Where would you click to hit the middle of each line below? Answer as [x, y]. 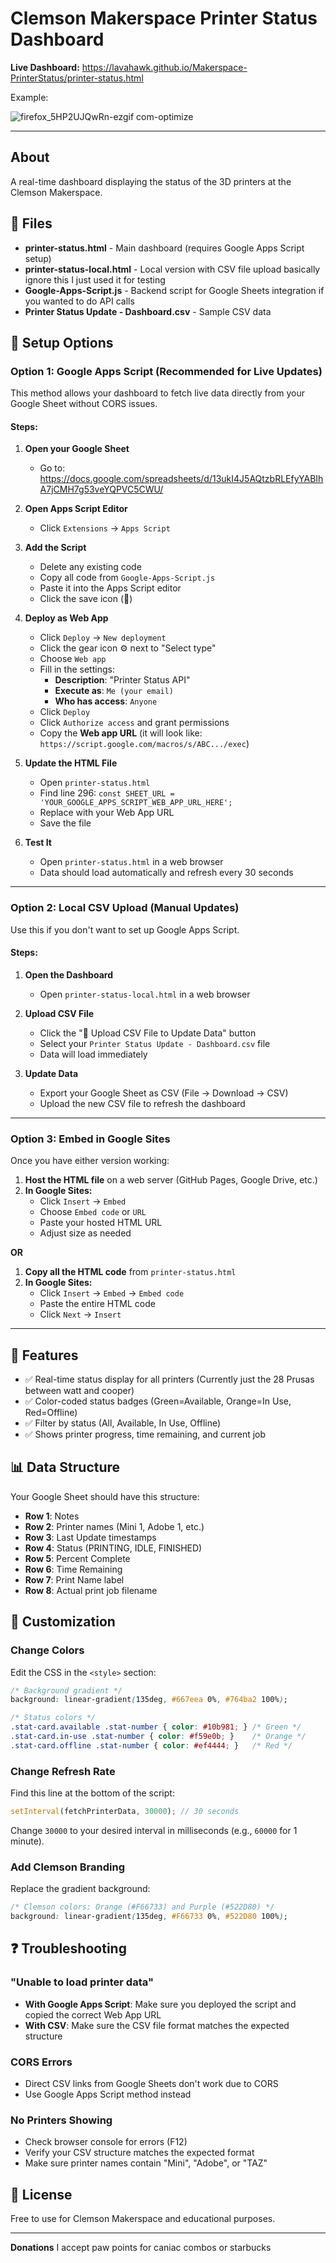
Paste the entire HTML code [97, 1304]
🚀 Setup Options [62, 342]
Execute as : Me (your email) [114, 691]
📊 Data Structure [65, 1467]
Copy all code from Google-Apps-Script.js [127, 578]
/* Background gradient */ [66, 1690]
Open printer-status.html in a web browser [131, 862]
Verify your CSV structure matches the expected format [139, 2153]
